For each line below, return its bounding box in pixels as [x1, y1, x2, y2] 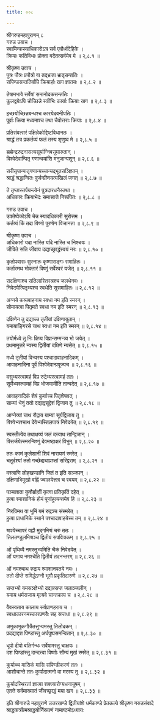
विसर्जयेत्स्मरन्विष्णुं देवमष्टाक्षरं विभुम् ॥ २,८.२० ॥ [6, 437, 100, 445]
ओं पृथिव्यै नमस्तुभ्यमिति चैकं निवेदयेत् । [6, 546, 82, 553]
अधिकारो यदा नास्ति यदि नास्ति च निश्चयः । [6, 238, 90, 246]
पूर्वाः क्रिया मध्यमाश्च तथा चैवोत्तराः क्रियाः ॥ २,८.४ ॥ [6, 116, 106, 123]
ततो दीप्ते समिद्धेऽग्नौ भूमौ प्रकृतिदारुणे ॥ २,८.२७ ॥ [6, 572, 103, 579]
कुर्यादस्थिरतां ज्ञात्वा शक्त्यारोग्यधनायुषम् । [6, 680, 85, 687]
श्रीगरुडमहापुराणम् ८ [6, 31, 44, 39]
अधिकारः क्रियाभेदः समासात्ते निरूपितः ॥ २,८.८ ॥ [6, 193, 100, 200]
